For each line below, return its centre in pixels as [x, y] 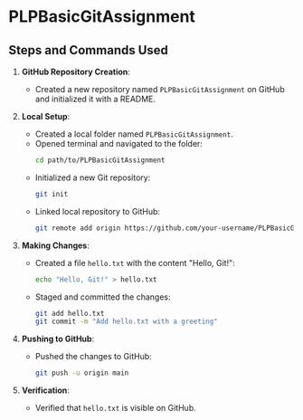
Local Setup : [46, 116]
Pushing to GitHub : [58, 339]
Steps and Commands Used [89, 50]
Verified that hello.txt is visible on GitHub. [115, 408]
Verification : [45, 390]
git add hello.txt [70, 313]
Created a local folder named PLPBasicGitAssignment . [134, 134]
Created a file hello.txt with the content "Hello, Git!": [135, 262]
